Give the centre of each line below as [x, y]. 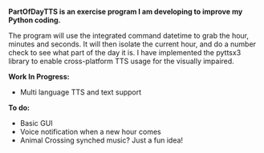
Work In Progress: [39, 76]
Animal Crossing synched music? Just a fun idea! [101, 140]
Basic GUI [37, 123]
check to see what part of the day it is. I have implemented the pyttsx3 [125, 52]
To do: [19, 108]
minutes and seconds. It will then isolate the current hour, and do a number [132, 44]
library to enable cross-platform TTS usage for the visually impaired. [121, 61]
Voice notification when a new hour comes [91, 132]
